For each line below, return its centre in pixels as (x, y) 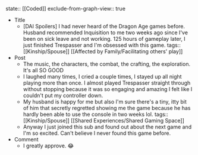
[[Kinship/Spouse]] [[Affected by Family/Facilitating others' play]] (103, 51)
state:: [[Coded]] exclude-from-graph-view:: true (66, 9)
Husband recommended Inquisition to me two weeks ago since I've (106, 33)
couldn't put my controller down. (63, 95)
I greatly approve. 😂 (48, 146)
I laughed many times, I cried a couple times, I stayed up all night (102, 77)
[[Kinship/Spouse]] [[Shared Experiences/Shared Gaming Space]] (104, 120)
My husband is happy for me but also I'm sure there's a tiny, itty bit (105, 102)
